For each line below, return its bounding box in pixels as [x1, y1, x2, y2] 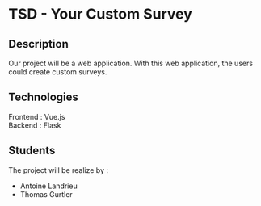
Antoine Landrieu [19, 181, 78, 191]
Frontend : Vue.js [8, 111, 65, 121]
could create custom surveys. [8, 67, 107, 77]
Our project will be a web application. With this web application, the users [8, 58, 253, 68]
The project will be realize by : [8, 165, 109, 174]
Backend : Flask [8, 120, 61, 130]
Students [8, 144, 56, 158]
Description [8, 37, 69, 51]
